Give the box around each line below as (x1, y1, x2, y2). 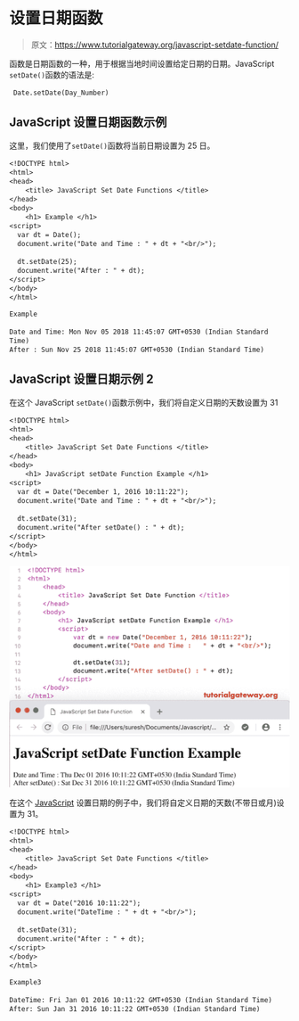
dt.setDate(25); (17, 257, 77, 266)
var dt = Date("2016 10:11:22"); (17, 898, 141, 908)
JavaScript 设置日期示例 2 (9, 372, 154, 387)
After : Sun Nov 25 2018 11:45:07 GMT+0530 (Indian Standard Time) (9, 345, 265, 354)
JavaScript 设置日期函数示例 (9, 115, 167, 130)
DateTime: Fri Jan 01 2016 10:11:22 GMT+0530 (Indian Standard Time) (9, 995, 273, 1004)
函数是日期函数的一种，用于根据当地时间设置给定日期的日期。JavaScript (9, 58, 275, 69)
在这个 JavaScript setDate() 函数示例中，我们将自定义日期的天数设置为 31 (9, 397, 279, 408)
